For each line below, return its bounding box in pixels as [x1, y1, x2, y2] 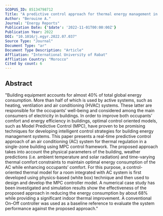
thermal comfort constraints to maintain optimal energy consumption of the [5, 159, 156, 165]
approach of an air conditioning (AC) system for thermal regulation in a [5, 138, 147, 144]
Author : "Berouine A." [5, 16, 51, 21]
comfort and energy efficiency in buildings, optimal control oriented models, [5, 117, 157, 124]
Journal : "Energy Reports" [5, 20, 60, 26]
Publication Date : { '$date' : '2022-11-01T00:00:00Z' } [5, 25, 117, 30]
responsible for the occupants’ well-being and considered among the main [5, 107, 155, 113]
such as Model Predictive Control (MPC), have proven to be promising [5, 123, 145, 129]
